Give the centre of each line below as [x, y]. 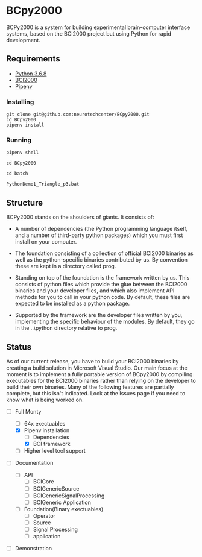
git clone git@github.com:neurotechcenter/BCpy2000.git [78, 115]
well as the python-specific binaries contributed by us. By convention [101, 260]
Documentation [34, 463]
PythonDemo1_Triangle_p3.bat [43, 184]
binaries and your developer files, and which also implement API [95, 291]
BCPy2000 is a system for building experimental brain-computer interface [98, 27]
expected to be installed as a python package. [72, 304]
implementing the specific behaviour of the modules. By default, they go [105, 322]
